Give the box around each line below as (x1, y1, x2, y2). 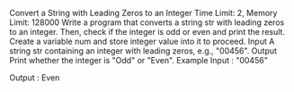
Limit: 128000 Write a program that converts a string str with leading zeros (9, 17, 285, 28)
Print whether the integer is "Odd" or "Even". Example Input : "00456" (9, 55, 268, 65)
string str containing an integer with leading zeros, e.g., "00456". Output (9, 46, 277, 56)
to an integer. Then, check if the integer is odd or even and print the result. (9, 27, 286, 37)
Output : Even (9, 72, 60, 83)
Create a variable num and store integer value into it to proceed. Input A (9, 36, 275, 46)
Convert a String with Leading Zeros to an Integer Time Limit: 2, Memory (9, 8, 278, 18)
